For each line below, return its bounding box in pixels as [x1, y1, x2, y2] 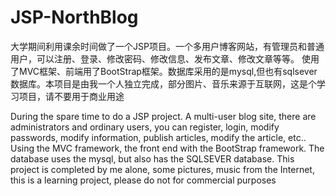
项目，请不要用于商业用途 [18, 90, 125, 102]
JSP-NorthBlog [10, 6, 139, 29]
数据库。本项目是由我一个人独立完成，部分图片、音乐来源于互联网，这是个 [10, 77, 317, 90]
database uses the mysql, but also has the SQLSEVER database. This [10, 152, 295, 165]
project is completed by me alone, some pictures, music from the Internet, [10, 163, 315, 175]
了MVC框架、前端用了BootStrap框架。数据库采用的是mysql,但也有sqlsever [10, 65, 318, 77]
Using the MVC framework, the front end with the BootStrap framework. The [10, 142, 325, 154]
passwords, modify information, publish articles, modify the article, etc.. [10, 131, 307, 143]
